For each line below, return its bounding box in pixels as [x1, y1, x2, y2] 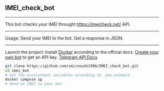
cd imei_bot [5, 68, 29, 73]
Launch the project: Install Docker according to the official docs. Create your [5, 49, 159, 55]
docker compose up [5, 77, 42, 82]
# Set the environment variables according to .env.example [5, 73, 130, 77]
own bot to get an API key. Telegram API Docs [5, 54, 98, 60]
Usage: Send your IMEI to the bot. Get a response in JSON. [5, 35, 123, 41]
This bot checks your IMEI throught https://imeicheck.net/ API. [5, 21, 131, 27]
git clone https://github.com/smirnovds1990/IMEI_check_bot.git [5, 63, 139, 68]
